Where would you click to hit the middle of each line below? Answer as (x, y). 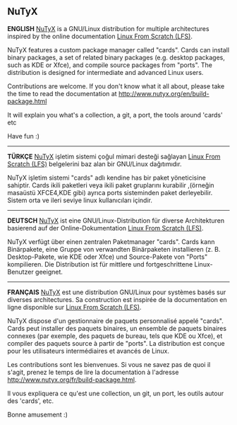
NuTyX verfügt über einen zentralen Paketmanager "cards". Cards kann (111, 241)
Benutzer (20, 272)
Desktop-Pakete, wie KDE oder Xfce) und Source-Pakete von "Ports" (108, 257)
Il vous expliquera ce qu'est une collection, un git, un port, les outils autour (116, 393)
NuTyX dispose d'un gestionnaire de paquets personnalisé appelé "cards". (115, 320)
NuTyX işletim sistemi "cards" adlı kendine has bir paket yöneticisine (107, 177)
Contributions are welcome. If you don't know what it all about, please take (116, 86)
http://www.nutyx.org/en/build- (164, 93)
